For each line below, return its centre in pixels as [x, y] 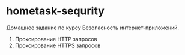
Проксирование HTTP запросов [56, 39]
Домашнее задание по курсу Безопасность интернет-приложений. [92, 27]
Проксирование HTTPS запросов [58, 45]
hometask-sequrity [56, 11]
